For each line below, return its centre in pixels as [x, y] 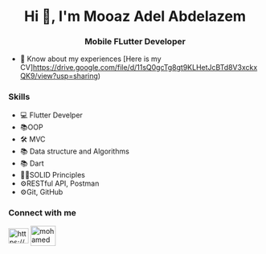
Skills [19, 97]
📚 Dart [32, 163]
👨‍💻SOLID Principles [53, 174]
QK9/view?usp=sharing [59, 76]
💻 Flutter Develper [51, 115]
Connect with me [42, 212]
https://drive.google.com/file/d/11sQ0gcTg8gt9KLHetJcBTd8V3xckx [145, 68]
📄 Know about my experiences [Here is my [91, 59]
